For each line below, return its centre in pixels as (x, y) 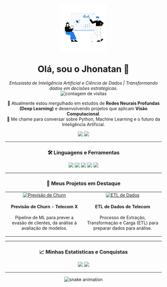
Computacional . (83, 114)
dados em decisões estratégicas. (83, 88)
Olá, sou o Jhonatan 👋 (83, 69)
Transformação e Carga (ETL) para (123, 223)
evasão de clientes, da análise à (44, 223)
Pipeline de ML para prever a (44, 218)
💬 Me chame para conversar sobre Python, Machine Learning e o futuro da (83, 119)
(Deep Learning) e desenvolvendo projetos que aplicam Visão (83, 108)
